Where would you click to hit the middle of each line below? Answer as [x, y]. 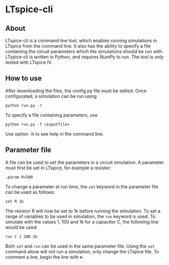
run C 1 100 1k [21, 236]
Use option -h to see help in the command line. [55, 134]
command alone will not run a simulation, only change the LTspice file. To [82, 251]
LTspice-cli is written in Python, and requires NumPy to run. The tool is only [84, 57]
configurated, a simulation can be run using [51, 96]
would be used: [21, 227]
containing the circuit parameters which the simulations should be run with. [84, 51]
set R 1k [15, 201]
